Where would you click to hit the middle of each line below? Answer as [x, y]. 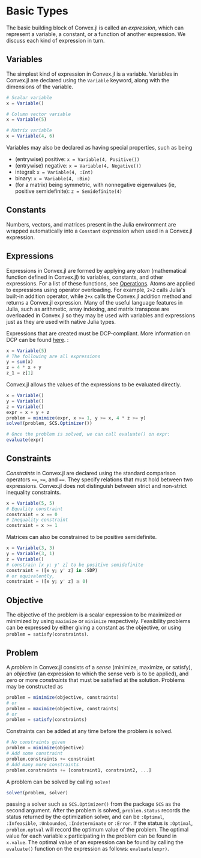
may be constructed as [34, 686]
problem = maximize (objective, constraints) [63, 708]
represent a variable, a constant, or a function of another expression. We [96, 34]
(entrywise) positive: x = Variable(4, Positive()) [77, 159]
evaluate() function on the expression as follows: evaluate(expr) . [88, 849]
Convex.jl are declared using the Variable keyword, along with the [88, 80]
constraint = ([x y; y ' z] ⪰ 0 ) [47, 582]
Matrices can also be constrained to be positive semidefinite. [82, 537]
